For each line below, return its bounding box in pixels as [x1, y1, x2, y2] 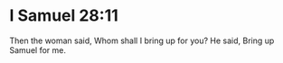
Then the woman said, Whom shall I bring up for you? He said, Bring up [9, 35, 275, 46]
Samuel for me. [9, 44, 66, 55]
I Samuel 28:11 [9, 5, 119, 26]
